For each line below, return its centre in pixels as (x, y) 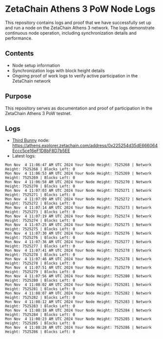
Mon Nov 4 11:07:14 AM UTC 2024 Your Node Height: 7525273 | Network (78, 208)
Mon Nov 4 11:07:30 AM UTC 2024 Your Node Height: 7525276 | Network (78, 233)
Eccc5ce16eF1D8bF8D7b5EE (41, 151)
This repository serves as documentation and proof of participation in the (79, 108)
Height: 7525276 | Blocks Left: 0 (40, 238)
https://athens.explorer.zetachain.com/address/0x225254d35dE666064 (85, 146)
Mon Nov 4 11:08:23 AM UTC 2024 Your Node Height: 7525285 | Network (78, 319)
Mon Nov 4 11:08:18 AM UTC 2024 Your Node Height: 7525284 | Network (78, 311)
